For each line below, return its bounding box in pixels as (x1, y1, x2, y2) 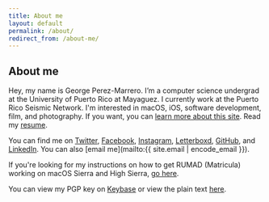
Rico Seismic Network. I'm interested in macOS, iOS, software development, (8, 103, 262, 113)
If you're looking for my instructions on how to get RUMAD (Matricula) (8, 160, 241, 170)
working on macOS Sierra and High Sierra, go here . (8, 169, 179, 179)
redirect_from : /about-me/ (8, 34, 99, 43)
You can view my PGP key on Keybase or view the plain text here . (8, 184, 227, 194)
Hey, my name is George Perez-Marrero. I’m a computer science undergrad (8, 86, 260, 95)
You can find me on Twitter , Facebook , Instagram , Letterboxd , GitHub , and (8, 136, 256, 145)
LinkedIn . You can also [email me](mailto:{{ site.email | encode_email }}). (8, 145, 250, 154)
